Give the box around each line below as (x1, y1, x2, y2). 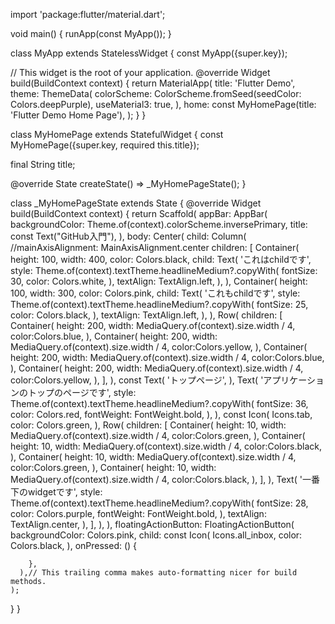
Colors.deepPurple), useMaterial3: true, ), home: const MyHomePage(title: (10, 99, 317, 110)
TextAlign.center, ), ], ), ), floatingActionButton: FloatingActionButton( (10, 519, 295, 530)
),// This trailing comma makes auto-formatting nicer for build (19, 568, 298, 578)
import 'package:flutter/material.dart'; (10, 9, 166, 20)
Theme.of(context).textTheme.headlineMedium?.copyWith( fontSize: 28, (10, 497, 309, 509)
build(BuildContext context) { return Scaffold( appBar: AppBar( (10, 208, 268, 219)
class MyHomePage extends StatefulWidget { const (10, 129, 224, 140)
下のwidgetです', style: (10, 486, 103, 498)
